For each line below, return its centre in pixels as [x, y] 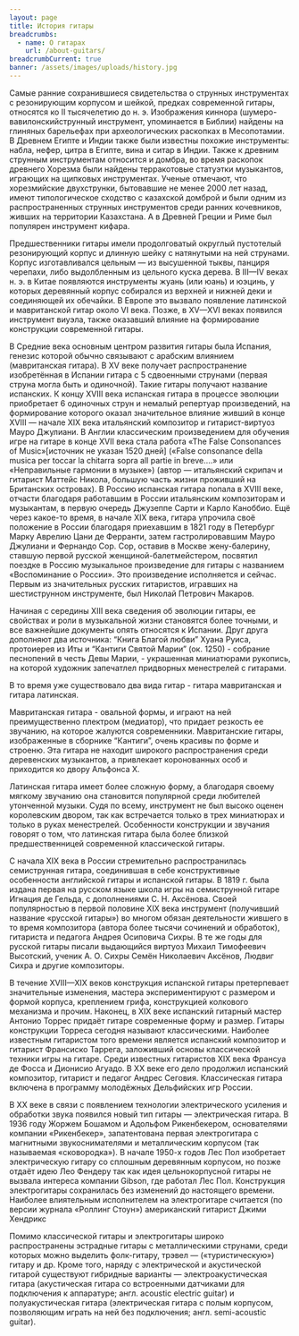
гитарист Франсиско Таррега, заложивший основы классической [135, 1049]
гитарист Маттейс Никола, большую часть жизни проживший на [133, 479]
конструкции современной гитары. [77, 328]
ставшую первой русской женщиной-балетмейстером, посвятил [134, 555]
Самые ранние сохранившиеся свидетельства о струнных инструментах [149, 93]
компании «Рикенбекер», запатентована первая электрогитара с [134, 1133]
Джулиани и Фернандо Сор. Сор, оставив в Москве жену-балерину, [140, 546]
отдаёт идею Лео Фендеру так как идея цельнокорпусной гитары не [141, 1171]
